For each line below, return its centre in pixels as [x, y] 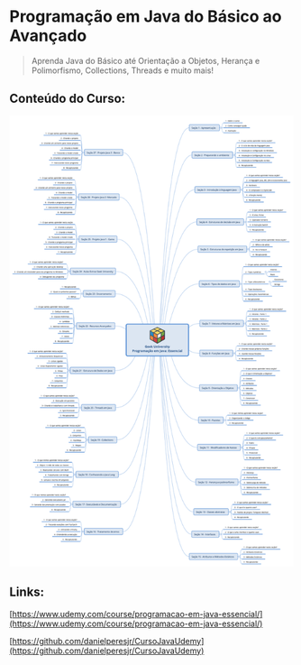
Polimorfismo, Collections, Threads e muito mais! [123, 70]
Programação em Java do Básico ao [146, 17]
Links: [27, 592]
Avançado [48, 36]
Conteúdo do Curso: [68, 99]
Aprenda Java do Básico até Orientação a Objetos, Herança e [146, 60]
